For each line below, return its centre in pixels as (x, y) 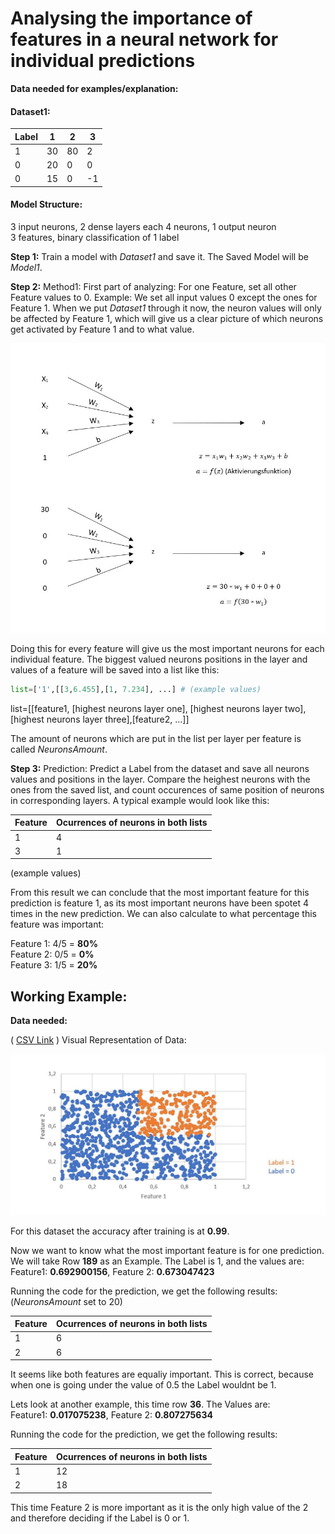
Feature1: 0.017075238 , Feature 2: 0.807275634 (111, 1415)
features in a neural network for (144, 39)
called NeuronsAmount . (59, 749)
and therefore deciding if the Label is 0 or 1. (100, 1518)
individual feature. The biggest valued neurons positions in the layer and (159, 659)
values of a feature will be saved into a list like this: (115, 669)
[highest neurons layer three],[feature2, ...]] (100, 719)
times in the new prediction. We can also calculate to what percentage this (163, 914)
